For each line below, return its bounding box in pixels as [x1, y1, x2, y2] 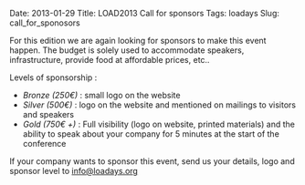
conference [22, 139, 67, 149]
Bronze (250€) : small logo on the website [22, 90, 181, 100]
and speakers [22, 109, 75, 119]
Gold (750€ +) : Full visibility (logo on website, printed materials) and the [22, 118, 295, 129]
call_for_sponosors [9, 17, 80, 28]
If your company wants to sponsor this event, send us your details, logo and [9, 156, 295, 167]
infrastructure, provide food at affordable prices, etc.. [9, 55, 210, 65]
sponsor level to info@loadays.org [9, 166, 139, 176]
